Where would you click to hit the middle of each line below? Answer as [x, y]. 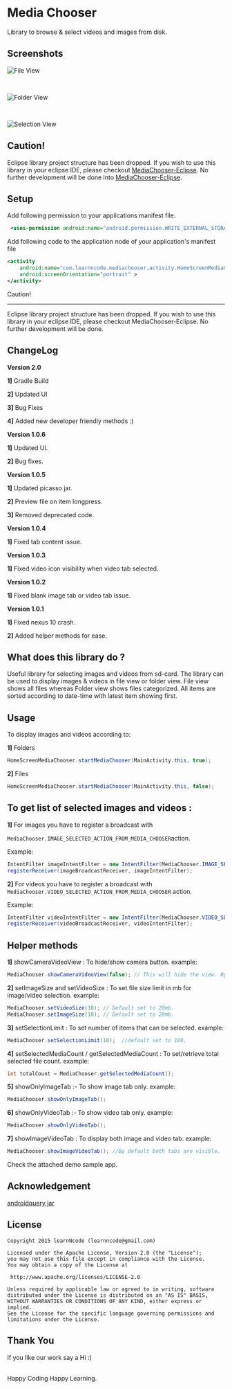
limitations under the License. [54, 1319]
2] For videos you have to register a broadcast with [80, 884]
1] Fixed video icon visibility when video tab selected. [83, 568]
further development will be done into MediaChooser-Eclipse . [95, 177]
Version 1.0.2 [27, 582]
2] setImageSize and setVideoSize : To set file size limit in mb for [99, 987]
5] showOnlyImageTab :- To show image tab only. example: [91, 1087]
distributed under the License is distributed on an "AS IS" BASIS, [108, 1295]
